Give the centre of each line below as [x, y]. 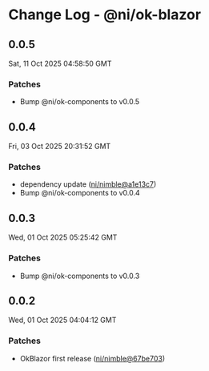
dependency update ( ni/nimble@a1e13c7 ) [88, 184]
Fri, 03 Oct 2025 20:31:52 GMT [60, 147]
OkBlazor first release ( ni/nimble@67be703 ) [92, 358]
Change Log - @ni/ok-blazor [105, 15]
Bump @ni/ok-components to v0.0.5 [80, 102]
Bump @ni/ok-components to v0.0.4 [80, 193]
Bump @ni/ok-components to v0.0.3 [80, 276]
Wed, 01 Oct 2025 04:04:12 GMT [62, 320]
